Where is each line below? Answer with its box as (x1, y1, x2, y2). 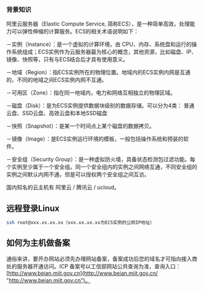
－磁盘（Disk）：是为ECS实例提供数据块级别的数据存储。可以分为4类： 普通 (6, 102, 195, 110)
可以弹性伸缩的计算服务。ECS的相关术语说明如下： (11, 28, 139, 35)
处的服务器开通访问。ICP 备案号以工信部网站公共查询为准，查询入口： (6, 262, 181, 270)
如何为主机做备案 (6, 238, 70, 248)
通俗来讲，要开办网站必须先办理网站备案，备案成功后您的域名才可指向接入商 (6, 255, 198, 262)
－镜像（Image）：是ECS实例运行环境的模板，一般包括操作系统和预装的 (6, 135, 184, 143)
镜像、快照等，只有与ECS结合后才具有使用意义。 (6, 56, 128, 63)
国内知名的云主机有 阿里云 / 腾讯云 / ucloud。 (6, 183, 120, 191)
